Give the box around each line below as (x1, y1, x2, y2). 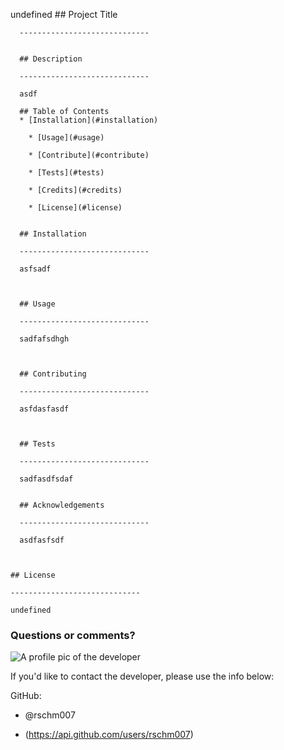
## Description (19, 54, 83, 64)
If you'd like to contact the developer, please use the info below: (10, 670, 275, 683)
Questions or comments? (10, 628, 136, 642)
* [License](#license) (28, 203, 123, 213)
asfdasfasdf (19, 404, 70, 414)
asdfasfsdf (19, 535, 65, 545)
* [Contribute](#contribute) (28, 150, 150, 160)
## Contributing (19, 369, 87, 379)
